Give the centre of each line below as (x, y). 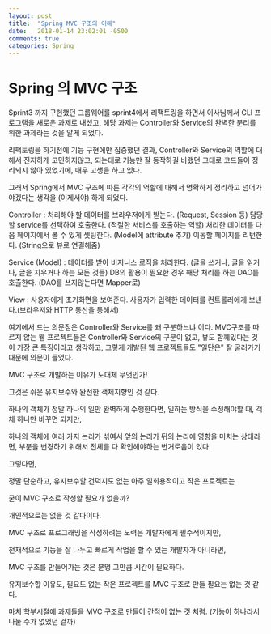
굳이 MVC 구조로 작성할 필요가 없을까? (69, 498)
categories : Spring (41, 46)
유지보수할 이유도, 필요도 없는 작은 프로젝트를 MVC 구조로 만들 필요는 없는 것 (129, 585)
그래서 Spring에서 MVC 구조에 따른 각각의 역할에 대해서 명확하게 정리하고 (125, 188)
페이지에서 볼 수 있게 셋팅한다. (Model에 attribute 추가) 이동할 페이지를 (129, 235)
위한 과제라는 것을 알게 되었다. (56, 133)
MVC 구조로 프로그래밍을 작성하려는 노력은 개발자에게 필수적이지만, (115, 533)
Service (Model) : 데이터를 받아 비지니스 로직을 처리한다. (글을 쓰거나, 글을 (127, 262)
